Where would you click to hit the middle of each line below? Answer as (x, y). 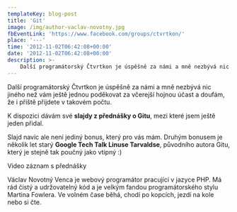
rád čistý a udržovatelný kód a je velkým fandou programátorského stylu (113, 187)
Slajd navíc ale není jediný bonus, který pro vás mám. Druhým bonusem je (115, 137)
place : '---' (27, 40)
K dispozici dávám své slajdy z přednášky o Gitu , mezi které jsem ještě (111, 116)
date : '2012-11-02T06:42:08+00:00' (60, 54)
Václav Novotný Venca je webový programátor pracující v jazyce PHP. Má (115, 179)
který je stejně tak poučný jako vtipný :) (65, 152)
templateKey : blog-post (42, 14)
